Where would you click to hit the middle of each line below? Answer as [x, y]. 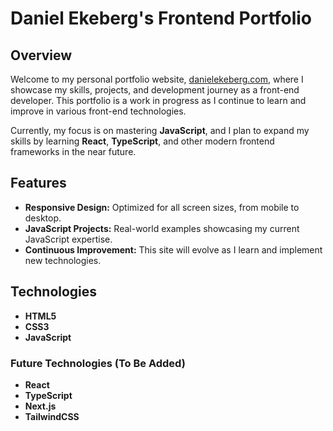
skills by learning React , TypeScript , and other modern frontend [142, 141]
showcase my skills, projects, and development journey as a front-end [155, 90]
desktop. [43, 218]
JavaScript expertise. [68, 239]
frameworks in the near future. [73, 151]
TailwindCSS [52, 416]
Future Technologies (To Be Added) [98, 363]
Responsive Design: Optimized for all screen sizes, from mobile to [162, 207]
